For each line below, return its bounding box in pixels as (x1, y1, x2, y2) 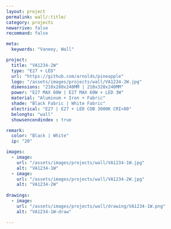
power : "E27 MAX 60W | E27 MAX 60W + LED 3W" (11, 90, 124, 95)
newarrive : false (6, 25, 48, 31)
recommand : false (6, 30, 48, 36)
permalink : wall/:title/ (6, 14, 67, 20)
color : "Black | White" (11, 133, 69, 139)
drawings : (6, 193, 30, 199)
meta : (6, 41, 19, 47)
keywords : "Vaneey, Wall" (11, 46, 75, 53)
